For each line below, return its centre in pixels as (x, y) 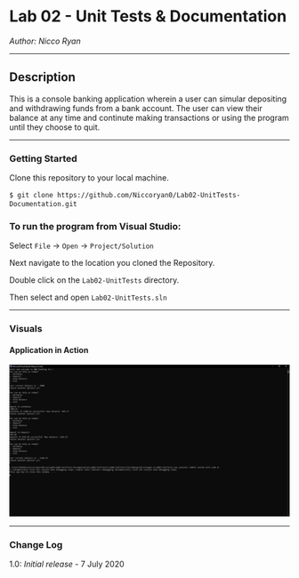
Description (42, 77)
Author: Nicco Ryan (45, 41)
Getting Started (43, 158)
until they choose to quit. (55, 127)
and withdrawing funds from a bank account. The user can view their (136, 108)
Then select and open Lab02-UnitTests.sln (88, 297)
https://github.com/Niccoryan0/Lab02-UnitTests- (149, 196)
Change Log (36, 545)
